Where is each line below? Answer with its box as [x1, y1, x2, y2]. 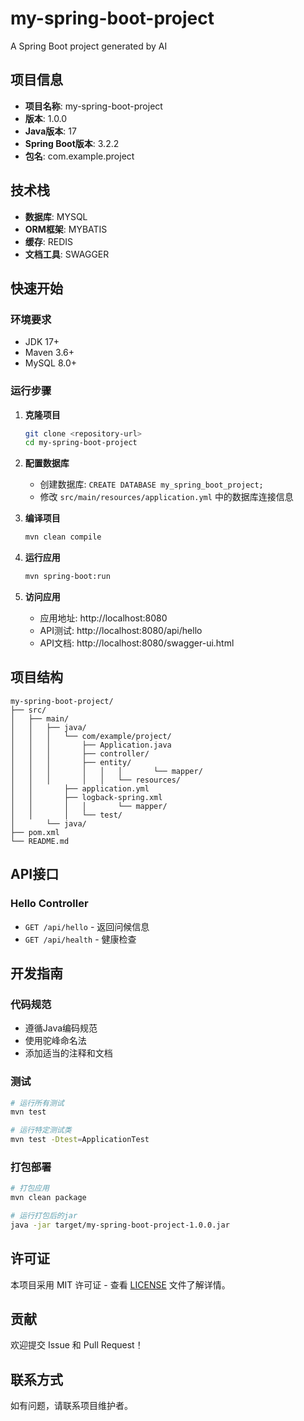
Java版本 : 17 [24, 125, 77, 137]
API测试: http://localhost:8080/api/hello [39, 625, 203, 637]
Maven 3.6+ [24, 347, 75, 359]
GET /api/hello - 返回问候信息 [24, 920, 150, 932]
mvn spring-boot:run [24, 572, 111, 582]
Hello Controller [10, 897, 89, 911]
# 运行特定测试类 [10, 1125, 72, 1136]
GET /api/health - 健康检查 [24, 933, 137, 945]
